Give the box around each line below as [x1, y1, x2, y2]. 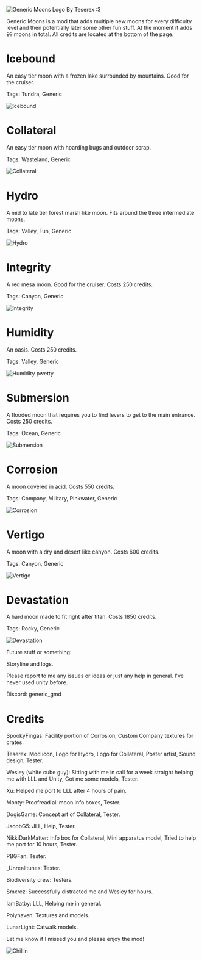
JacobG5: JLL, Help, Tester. [6, 823, 76, 830]
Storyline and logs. [6, 660, 54, 668]
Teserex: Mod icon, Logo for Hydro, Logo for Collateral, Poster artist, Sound [6, 751, 196, 758]
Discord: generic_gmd [6, 690, 62, 698]
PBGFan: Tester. [6, 853, 47, 860]
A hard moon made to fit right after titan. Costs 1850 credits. [6, 613, 157, 621]
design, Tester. [6, 757, 44, 764]
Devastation [6, 593, 69, 607]
